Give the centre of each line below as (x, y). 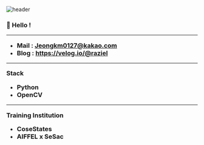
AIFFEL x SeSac (40, 137)
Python (28, 87)
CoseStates (34, 129)
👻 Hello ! (19, 25)
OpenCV (30, 95)
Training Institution (35, 115)
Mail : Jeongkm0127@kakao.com (67, 46)
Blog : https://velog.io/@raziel (62, 53)
